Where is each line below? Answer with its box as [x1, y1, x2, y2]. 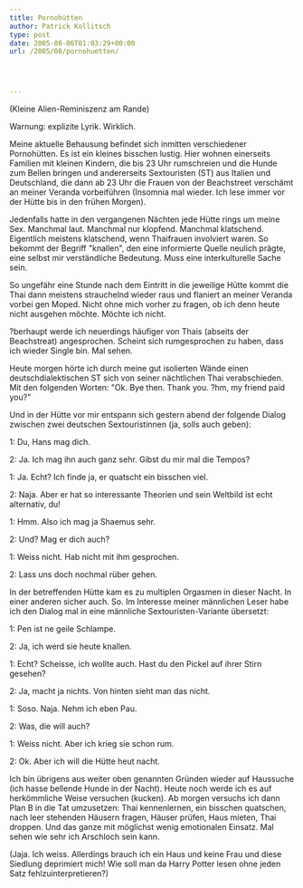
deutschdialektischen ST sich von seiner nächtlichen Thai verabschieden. [9, 372, 284, 383]
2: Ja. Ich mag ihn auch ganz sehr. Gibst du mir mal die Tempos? [9, 454, 251, 465]
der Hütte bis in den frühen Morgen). [9, 197, 147, 208]
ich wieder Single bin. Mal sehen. [9, 345, 133, 356]
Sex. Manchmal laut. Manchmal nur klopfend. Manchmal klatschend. [9, 224, 264, 235]
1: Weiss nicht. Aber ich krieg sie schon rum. [9, 738, 175, 749]
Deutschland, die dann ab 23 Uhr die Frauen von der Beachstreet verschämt [9, 178, 294, 188]
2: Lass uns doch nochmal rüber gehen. [9, 569, 158, 580]
